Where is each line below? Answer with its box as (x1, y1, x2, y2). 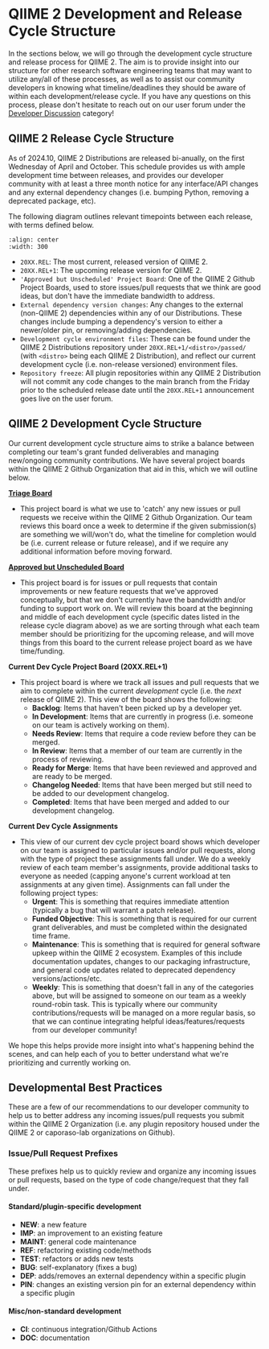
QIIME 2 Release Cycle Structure (8, 132, 174, 146)
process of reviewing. (31, 754, 104, 764)
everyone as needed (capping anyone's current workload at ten (19, 871, 231, 881)
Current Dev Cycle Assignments (8, 821, 118, 831)
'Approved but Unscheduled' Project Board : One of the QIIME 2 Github (19, 274, 255, 283)
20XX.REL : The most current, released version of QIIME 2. (19, 257, 209, 266)
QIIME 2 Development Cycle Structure (8, 417, 202, 431)
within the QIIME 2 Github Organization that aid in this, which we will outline (8, 464, 259, 473)
